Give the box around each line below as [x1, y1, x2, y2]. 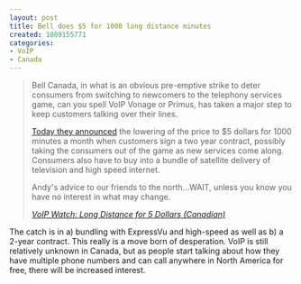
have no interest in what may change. [31, 191, 171, 202]
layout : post [9, 13, 59, 23]
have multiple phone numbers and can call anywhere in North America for [9, 255, 284, 266]
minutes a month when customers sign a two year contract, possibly [31, 136, 286, 146]
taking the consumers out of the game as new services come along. [31, 145, 284, 156]
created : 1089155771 [9, 30, 87, 39]
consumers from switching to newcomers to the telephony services [31, 89, 282, 100]
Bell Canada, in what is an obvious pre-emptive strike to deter [31, 80, 261, 90]
